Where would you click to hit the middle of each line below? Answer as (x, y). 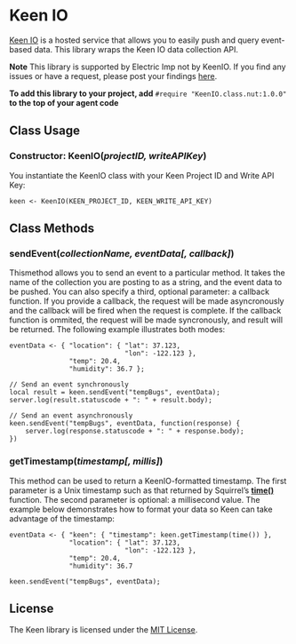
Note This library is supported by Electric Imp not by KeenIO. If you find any (148, 67)
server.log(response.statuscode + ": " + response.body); (135, 432)
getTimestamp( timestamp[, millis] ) (86, 461)
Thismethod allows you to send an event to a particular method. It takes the (148, 273)
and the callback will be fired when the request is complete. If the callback (145, 311)
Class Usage (45, 131)
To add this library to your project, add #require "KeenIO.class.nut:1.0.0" (148, 93)
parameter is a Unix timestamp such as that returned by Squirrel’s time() (141, 490)
